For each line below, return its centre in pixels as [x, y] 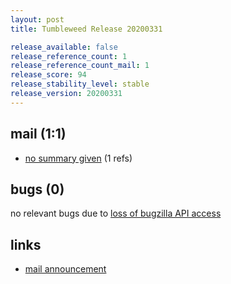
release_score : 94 [48, 75]
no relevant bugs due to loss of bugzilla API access [116, 213]
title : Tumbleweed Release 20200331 [86, 29]
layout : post [37, 19]
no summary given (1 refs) [78, 158]
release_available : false [64, 47]
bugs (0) [37, 189]
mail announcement [65, 269]
